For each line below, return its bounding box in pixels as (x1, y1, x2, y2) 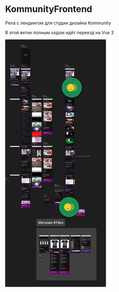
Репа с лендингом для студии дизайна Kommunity (5, 20, 112, 26)
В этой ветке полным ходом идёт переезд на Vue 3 (5, 29, 114, 35)
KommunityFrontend (5, 3, 93, 15)
